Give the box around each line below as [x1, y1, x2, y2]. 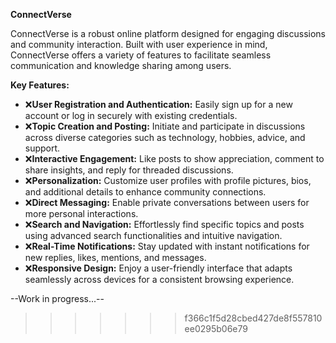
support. [24, 142, 61, 154]
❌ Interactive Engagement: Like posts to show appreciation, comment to [24, 153, 325, 164]
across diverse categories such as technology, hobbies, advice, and [24, 132, 306, 143]
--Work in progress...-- [10, 293, 105, 304]
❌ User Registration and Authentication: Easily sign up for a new [24, 99, 293, 110]
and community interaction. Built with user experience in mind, [10, 39, 268, 50]
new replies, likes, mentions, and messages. [24, 252, 207, 263]
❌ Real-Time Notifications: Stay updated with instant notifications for [24, 240, 310, 252]
